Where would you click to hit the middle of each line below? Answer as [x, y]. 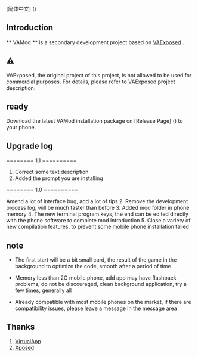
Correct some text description [52, 172]
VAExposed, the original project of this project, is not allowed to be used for [99, 75]
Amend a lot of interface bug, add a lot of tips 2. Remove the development [97, 201]
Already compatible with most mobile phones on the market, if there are [103, 302]
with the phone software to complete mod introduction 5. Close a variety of [98, 221]
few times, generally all [43, 290]
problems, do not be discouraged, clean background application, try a [100, 284]
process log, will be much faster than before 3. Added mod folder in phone [98, 208]
